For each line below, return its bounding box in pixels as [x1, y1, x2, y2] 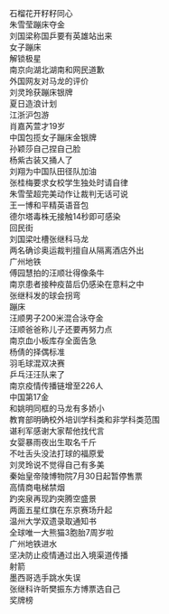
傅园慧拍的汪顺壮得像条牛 [9, 267, 105, 278]
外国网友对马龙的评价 [9, 76, 89, 86]
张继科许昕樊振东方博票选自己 [9, 583, 120, 594]
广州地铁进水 [9, 538, 57, 549]
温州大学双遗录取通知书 [9, 516, 97, 526]
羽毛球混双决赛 [9, 358, 65, 368]
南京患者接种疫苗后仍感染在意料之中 [9, 279, 145, 289]
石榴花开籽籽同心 [9, 8, 73, 18]
